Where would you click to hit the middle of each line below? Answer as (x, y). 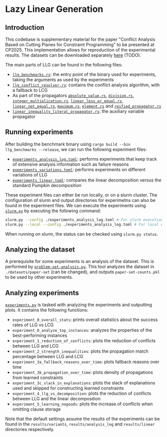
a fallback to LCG (30, 90)
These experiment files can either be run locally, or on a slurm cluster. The (81, 195)
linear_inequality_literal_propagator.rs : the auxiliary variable (78, 111)
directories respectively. (30, 430)
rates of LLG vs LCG (33, 325)
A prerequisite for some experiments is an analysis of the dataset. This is (80, 261)
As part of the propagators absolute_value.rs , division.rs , (73, 95)
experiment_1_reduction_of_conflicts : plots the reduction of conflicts (84, 341)
